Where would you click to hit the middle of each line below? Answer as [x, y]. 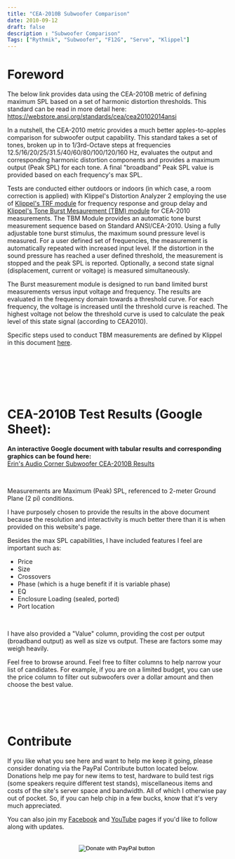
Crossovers [34, 576]
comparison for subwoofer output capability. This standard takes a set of [113, 138]
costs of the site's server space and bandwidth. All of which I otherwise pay [117, 790]
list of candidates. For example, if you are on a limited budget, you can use [115, 669]
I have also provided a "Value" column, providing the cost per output [106, 634]
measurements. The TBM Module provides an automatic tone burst [104, 218]
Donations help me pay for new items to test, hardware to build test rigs [110, 775]
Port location [36, 606]
